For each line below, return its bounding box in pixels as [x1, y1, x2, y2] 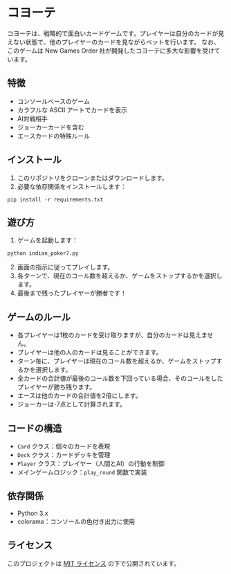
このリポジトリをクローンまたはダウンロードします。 [17, 173, 168, 182]
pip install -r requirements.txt [7, 196, 104, 203]
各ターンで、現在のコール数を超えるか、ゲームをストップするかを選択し [17, 271, 223, 280]
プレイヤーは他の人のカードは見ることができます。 [17, 348, 163, 357]
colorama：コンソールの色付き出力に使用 [17, 517, 136, 526]
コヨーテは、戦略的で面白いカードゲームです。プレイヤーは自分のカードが [7, 29, 219, 37]
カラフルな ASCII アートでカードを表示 [17, 105, 128, 114]
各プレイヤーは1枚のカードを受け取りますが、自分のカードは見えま [17, 331, 207, 339]
